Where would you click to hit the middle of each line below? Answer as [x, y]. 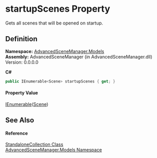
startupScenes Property [58, 9]
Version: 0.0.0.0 [22, 62]
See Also [20, 120]
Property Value [22, 93]
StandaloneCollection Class [34, 144]
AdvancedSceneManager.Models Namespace [54, 150]
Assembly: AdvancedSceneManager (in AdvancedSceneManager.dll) [79, 57]
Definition [21, 39]
